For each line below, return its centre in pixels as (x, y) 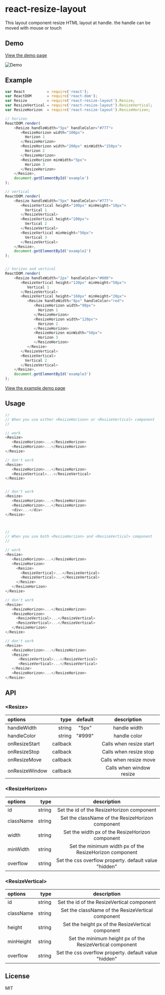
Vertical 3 (36, 237)
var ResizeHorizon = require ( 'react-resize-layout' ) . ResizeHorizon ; (78, 110)
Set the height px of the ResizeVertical (107, 925)
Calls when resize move (128, 760)
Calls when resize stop (128, 752)
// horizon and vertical (30, 269)
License (17, 976)
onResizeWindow (27, 771)
